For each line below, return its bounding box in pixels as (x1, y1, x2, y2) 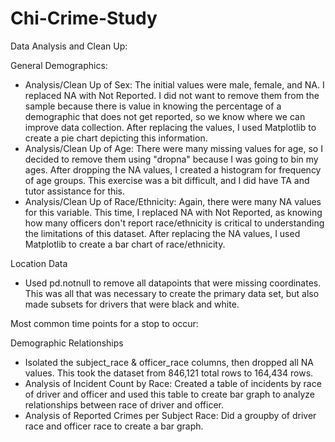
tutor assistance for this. (24, 185, 126, 197)
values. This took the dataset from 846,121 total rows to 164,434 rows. (24, 367, 314, 379)
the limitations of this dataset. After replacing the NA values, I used (24, 227, 301, 239)
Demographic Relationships (10, 337, 124, 349)
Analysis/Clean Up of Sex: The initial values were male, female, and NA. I (24, 78, 325, 91)
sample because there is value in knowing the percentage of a (24, 100, 282, 112)
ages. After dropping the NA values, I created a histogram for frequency (24, 163, 322, 176)
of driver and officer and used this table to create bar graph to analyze (24, 388, 315, 400)
